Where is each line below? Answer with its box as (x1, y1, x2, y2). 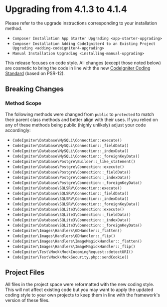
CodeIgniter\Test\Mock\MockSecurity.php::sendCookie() (12, 254, 129, 259)
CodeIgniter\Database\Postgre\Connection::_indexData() (12, 175, 131, 180)
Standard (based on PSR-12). (5, 70, 65, 76)
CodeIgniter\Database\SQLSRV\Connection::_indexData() (12, 196, 129, 201)
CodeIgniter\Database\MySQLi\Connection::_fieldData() (12, 143, 129, 148)
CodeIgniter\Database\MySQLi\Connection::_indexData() (12, 148, 129, 153)
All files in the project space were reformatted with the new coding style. (5, 281, 155, 287)
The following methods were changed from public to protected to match (5, 111, 155, 117)
